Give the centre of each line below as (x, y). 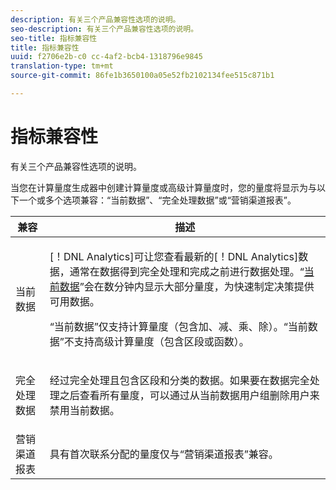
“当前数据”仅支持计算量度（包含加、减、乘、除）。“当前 (178, 326)
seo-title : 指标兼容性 (54, 38)
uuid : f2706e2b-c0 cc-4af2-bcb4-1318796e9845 (106, 57)
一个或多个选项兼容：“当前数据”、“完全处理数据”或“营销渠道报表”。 (157, 200)
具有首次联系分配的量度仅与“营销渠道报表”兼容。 (164, 454)
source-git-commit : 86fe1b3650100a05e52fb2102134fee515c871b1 (142, 76)
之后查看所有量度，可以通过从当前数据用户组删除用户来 (189, 395)
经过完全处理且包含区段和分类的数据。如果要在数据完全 (179, 380)
